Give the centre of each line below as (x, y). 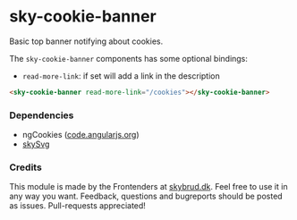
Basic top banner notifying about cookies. (86, 41)
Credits (25, 167)
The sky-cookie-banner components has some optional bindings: (129, 58)
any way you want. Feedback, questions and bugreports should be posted (146, 196)
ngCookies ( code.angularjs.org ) (81, 135)
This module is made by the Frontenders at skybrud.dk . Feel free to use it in (148, 187)
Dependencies (42, 115)
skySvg (36, 144)
